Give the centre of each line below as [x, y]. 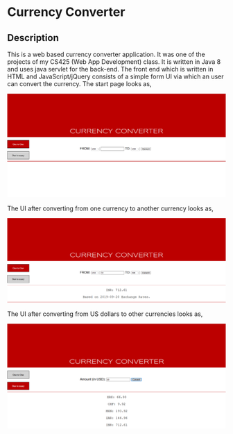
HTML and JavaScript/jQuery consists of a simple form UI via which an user [115, 76]
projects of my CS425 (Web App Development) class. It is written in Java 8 [114, 62]
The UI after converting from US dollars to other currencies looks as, [105, 314]
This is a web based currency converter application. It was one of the [106, 54]
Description [33, 38]
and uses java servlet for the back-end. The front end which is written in [110, 69]
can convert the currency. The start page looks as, [79, 84]
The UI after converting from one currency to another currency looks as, [110, 208]
